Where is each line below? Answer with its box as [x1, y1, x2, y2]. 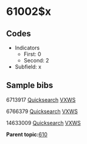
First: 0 [23, 51, 42, 58]
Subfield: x [14, 63, 42, 70]
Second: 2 [23, 57, 49, 64]
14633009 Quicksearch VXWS [6, 119, 81, 126]
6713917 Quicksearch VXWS [6, 96, 76, 103]
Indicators [14, 44, 40, 51]
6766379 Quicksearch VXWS [6, 108, 78, 115]
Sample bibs [6, 80, 54, 90]
